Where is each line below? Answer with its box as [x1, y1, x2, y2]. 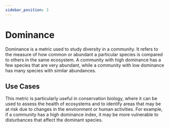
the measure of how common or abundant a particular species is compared [5, 51, 163, 57]
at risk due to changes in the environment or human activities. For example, [5, 106, 163, 112]
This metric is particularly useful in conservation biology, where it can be [5, 96, 157, 102]
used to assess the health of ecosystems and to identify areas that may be [5, 101, 161, 107]
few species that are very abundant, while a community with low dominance [5, 62, 164, 68]
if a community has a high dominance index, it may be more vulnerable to [5, 112, 159, 118]
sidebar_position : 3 [5, 7, 49, 13]
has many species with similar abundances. [5, 67, 96, 73]
